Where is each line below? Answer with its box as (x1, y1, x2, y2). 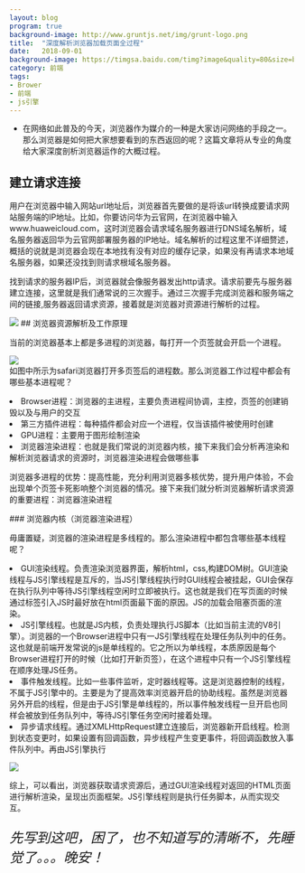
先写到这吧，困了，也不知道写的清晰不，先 (9, 829, 281, 847)
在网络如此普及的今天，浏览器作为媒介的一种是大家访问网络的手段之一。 (22, 123, 291, 134)
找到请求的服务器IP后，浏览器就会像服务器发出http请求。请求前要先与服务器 (9, 277, 292, 287)
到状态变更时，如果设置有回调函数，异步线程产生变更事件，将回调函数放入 (9, 733, 286, 744)
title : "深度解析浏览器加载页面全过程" (9, 38, 144, 48)
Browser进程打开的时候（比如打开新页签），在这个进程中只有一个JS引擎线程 (9, 653, 291, 664)
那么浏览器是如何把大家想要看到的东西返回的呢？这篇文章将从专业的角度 (22, 135, 291, 145)
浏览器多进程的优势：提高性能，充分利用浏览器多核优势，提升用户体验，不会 (9, 472, 294, 483)
